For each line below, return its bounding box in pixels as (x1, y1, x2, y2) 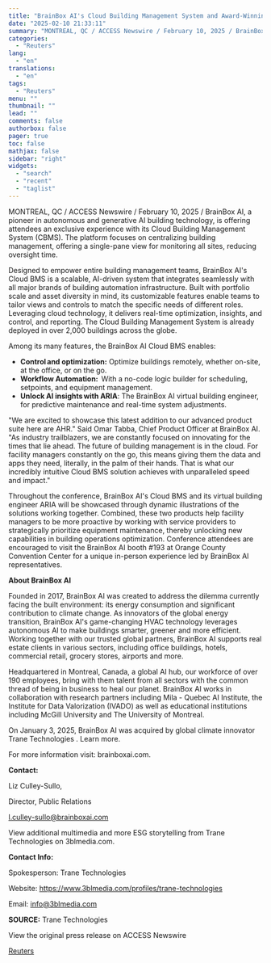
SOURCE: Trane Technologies (8, 915, 108, 924)
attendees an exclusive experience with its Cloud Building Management (8, 224, 246, 233)
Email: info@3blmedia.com (8, 898, 98, 909)
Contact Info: (8, 852, 54, 861)
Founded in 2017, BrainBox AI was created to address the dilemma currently (8, 591, 260, 600)
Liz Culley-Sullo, (8, 780, 63, 790)
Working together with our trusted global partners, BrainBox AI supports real (8, 633, 262, 643)
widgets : (8, 162, 38, 170)
